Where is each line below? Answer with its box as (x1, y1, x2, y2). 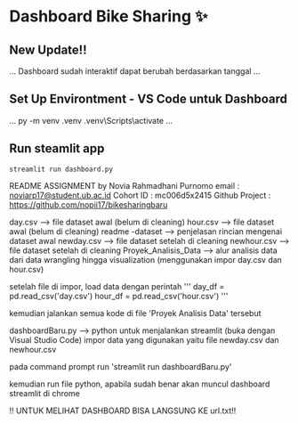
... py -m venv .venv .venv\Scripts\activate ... (9, 115, 173, 126)
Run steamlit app (9, 141, 105, 157)
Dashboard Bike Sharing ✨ (9, 6, 208, 27)
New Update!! (9, 42, 87, 57)
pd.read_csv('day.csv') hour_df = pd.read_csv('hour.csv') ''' (9, 290, 229, 301)
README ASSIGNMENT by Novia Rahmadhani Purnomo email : (9, 180, 240, 191)
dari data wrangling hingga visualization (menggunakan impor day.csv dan (9, 254, 283, 264)
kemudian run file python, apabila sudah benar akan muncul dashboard (9, 378, 270, 389)
